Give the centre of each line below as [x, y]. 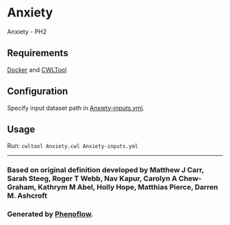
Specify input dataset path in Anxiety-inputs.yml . [76, 108]
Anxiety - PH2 [27, 32]
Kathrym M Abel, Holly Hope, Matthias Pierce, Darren [128, 187]
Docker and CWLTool [37, 69]
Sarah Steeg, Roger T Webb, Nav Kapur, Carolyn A [92, 178]
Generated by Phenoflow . [50, 214]
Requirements [38, 53]
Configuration [38, 92]
